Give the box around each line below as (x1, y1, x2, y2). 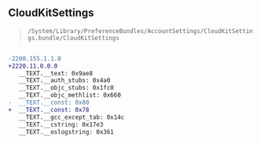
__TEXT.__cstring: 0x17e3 (18, 120, 104, 128)
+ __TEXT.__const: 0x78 (8, 105, 90, 113)
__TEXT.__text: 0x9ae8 (18, 69, 93, 77)
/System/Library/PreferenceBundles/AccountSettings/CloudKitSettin (27, 27, 253, 35)
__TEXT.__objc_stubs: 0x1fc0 (18, 84, 114, 92)
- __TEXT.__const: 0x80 (8, 98, 90, 107)
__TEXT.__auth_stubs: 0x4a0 (18, 76, 111, 85)
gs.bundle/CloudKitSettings (27, 34, 119, 42)
